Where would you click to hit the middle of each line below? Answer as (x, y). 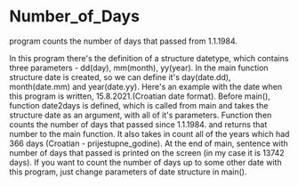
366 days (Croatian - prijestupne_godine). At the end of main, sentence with (149, 143)
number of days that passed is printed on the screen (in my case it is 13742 (147, 152)
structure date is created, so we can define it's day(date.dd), (120, 77)
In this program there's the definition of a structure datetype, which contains (149, 58)
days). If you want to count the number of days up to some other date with (145, 162)
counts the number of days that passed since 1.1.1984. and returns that (138, 124)
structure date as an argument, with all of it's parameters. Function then (141, 115)
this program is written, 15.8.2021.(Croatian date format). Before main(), (140, 96)
